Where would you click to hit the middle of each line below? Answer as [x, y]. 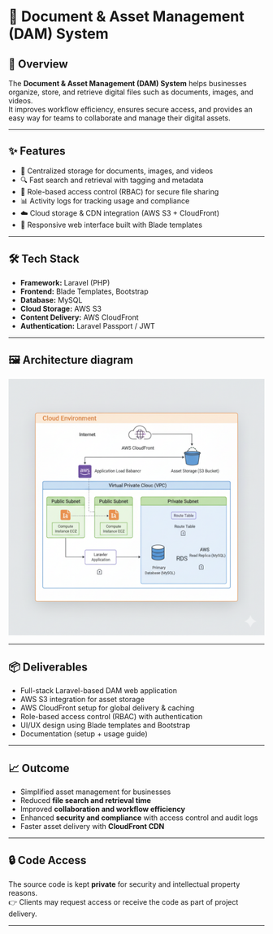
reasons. [23, 893]
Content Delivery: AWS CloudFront [80, 317]
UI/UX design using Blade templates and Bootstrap [105, 725]
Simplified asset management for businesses [95, 792]
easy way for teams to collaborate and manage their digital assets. [119, 118]
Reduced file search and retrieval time [86, 801]
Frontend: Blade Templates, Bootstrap [84, 291]
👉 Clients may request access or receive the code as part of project [123, 901]
